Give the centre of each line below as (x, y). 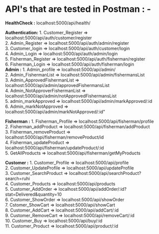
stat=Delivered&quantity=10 (33, 194)
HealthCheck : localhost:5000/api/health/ (48, 23)
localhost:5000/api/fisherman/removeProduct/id (54, 137)
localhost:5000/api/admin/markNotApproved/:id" (55, 112)
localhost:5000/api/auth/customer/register (49, 38)
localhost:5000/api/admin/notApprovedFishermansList (61, 96)
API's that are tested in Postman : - (78, 9)
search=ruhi (18, 178)
